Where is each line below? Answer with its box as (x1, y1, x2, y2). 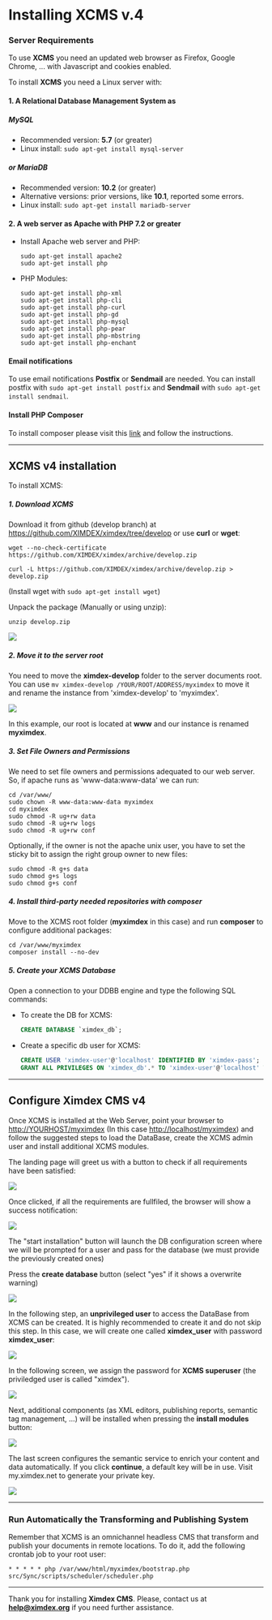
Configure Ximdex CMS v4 (8, 1094, 147, 1108)
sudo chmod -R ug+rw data (8, 812, 96, 821)
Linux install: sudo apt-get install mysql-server (19, 144, 184, 153)
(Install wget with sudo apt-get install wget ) (8, 587, 160, 597)
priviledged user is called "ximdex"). (8, 1374, 130, 1384)
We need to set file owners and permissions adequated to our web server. (8, 767, 255, 777)
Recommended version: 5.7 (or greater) (19, 136, 152, 145)
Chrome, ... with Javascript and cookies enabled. (8, 62, 172, 71)
